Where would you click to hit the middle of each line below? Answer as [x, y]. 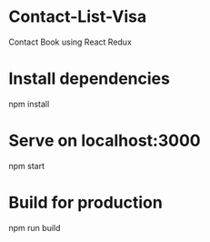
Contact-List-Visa [78, 17]
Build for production [85, 203]
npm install [29, 104]
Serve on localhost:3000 [105, 141]
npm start [27, 166]
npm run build [35, 227]
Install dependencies [89, 79]
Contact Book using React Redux [70, 42]
